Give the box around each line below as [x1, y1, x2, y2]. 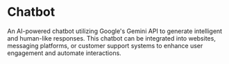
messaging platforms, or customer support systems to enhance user [7, 41, 203, 50]
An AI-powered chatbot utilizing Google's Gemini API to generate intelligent [7, 27, 223, 35]
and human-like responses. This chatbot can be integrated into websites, [7, 34, 217, 42]
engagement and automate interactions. [7, 49, 121, 57]
